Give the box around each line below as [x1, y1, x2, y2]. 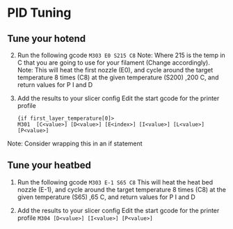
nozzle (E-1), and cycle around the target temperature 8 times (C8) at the [17, 185, 227, 194]
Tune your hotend [7, 33, 86, 45]
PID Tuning [7, 5, 72, 21]
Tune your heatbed [7, 159, 92, 171]
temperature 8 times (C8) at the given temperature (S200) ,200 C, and [17, 73, 219, 81]
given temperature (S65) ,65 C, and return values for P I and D [17, 193, 196, 201]
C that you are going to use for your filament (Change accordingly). [17, 58, 211, 67]
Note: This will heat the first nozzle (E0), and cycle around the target [17, 66, 214, 74]
